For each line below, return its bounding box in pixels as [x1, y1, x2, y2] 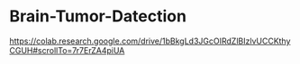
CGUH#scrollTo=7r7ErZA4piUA [9, 44, 125, 55]
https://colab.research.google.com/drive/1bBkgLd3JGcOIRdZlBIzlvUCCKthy [9, 36, 291, 46]
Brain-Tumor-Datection [9, 6, 187, 27]
